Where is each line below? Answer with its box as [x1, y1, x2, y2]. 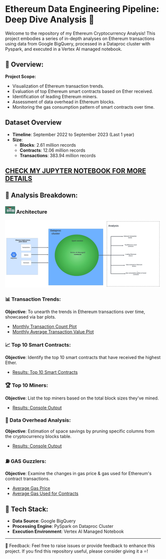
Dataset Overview [5, 119, 62, 127]
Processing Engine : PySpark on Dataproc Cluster [12, 523, 114, 529]
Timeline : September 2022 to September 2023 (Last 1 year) [12, 131, 134, 137]
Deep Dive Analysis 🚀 [5, 14, 95, 25]
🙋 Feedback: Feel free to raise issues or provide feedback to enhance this [5, 542, 156, 549]
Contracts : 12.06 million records [19, 147, 85, 153]
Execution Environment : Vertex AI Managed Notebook [12, 528, 124, 534]
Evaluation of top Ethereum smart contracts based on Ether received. [12, 88, 153, 94]
